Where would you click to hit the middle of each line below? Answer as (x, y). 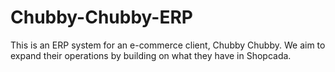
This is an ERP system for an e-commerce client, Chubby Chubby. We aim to (168, 45)
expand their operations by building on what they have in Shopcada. (151, 55)
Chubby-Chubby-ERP (101, 17)
